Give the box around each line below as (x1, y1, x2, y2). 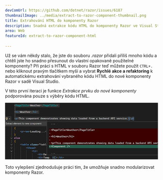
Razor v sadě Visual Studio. (5, 78, 60, 84)
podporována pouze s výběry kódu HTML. (5, 93, 90, 99)
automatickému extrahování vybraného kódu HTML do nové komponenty (5, 73, 151, 79)
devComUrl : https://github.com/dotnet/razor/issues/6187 (5, 8, 123, 13)
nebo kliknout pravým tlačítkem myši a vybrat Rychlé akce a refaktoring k (5, 68, 153, 74)
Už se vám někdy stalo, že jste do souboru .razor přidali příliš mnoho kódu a (5, 53, 157, 58)
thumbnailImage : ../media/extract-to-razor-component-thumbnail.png (5, 13, 147, 18)
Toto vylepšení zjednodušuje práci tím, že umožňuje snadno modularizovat (5, 164, 155, 170)
